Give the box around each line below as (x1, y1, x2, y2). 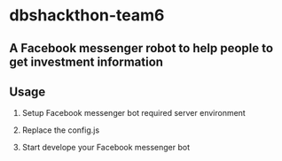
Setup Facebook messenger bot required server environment (21, 108, 246, 119)
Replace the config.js (21, 125, 100, 135)
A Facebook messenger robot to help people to (9, 41, 273, 56)
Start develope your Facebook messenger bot (21, 142, 191, 153)
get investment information (9, 54, 164, 69)
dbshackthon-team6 (9, 5, 165, 26)
